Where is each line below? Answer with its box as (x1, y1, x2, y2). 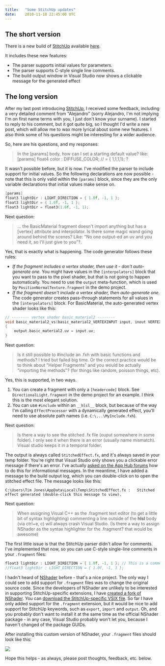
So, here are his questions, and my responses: (5, 141, 99, 147)
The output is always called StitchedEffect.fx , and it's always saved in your (5, 452, 160, 458)
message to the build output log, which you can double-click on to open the (5, 473, 159, 479)
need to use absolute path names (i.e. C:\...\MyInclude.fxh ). (12, 413, 137, 419)
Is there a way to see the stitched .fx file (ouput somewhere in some (17, 432, 155, 437)
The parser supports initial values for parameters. (12, 62, 113, 68)
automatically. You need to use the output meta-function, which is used (12, 279, 157, 285)
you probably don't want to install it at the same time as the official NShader (5, 611, 159, 617)
